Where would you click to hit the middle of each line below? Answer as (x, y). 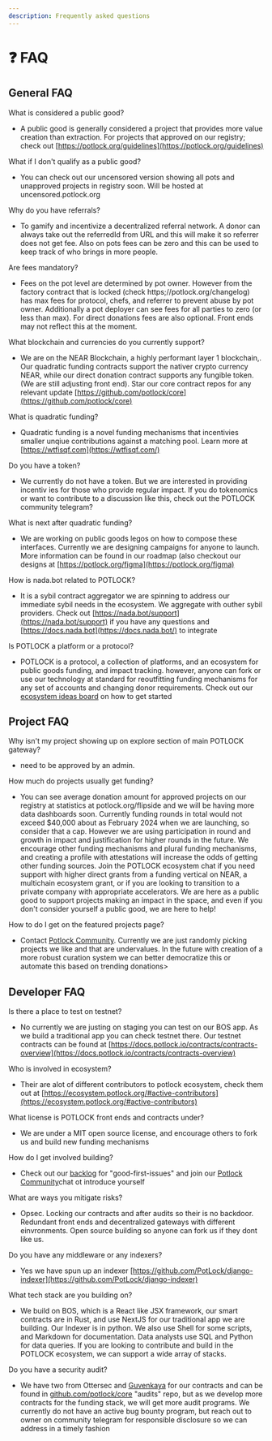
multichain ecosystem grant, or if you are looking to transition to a (130, 883)
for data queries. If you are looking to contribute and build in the (127, 1345)
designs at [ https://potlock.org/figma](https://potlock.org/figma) (127, 564)
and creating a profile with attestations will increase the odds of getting (139, 857)
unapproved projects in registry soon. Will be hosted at (112, 186)
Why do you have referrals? (55, 210)
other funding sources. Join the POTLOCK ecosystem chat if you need (138, 866)
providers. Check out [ (57, 613)
